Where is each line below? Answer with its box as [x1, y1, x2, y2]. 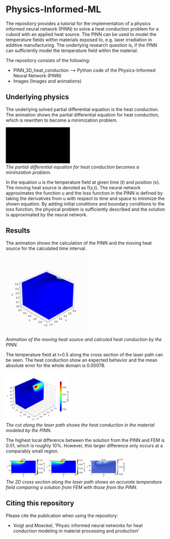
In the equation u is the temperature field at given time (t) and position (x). [6, 179, 160, 185]
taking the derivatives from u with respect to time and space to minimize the [6, 195, 165, 202]
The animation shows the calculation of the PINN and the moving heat [6, 240, 152, 246]
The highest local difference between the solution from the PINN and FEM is [6, 437, 165, 443]
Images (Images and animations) [13, 78, 82, 84]
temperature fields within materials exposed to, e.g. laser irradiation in [6, 37, 152, 43]
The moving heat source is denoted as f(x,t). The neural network [6, 185, 141, 191]
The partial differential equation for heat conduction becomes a [6, 164, 140, 170]
